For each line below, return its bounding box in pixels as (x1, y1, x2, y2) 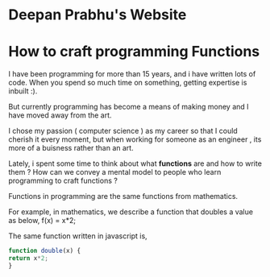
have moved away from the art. (8, 110, 112, 120)
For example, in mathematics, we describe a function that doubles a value (8, 207, 254, 217)
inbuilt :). (8, 86, 38, 96)
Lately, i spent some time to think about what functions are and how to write (8, 159, 262, 168)
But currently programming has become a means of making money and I (8, 102, 249, 112)
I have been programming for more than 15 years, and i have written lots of (8, 69, 256, 79)
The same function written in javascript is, (8, 231, 147, 241)
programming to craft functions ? (8, 176, 118, 186)
